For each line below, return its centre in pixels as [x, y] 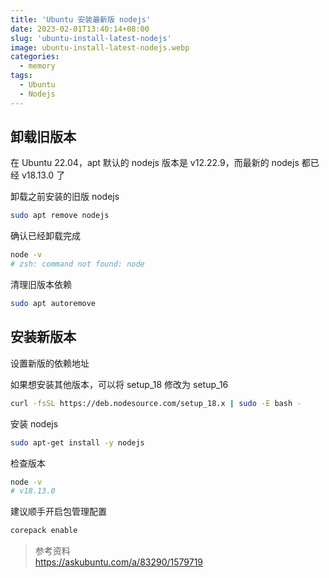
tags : [21, 76]
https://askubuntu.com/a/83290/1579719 [119, 562]
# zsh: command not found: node [77, 264]
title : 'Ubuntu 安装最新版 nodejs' [81, 19]
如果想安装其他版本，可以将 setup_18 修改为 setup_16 [119, 384]
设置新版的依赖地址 [50, 363]
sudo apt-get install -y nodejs [77, 442]
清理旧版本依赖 [41, 285]
